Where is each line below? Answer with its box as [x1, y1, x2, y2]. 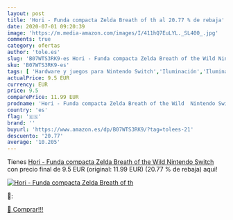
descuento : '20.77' [7, 132, 64, 139]
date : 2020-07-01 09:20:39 [7, 23, 85, 30]
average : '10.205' [7, 139, 60, 146]
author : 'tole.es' [7, 49, 60, 56]
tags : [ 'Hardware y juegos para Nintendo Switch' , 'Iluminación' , [7, 68, 203, 75]
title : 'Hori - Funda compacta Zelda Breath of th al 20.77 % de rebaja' [7, 17, 225, 24]
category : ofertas [7, 42, 60, 49]
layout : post [7, 10, 45, 17]
